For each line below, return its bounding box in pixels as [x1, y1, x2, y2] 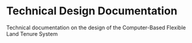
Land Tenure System [6, 30, 58, 37]
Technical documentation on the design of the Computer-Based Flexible [6, 24, 186, 31]
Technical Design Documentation [6, 4, 177, 18]
